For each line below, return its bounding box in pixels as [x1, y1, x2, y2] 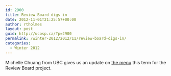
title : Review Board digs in [5, 12, 67, 17]
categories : [5, 41, 31, 46]
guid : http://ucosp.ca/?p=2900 [5, 31, 72, 36]
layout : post [5, 27, 33, 32]
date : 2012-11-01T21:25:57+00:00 [5, 17, 77, 22]
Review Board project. [5, 65, 52, 71]
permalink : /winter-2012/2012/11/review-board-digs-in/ [5, 36, 127, 41]
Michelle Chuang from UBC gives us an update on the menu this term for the [5, 59, 166, 65]
